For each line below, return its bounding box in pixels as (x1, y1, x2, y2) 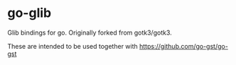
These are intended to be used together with (7, 42, 139, 50)
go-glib (7, 5, 52, 21)
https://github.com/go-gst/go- (139, 42, 229, 50)
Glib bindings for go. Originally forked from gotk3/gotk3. (7, 28, 172, 37)
